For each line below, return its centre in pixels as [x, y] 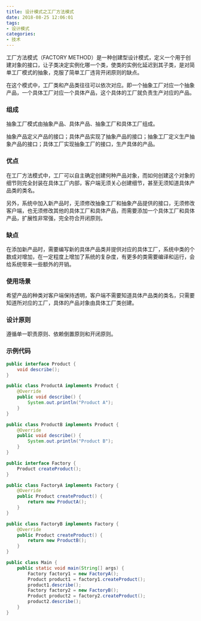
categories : [21, 34]
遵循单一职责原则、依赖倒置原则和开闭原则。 [61, 334]
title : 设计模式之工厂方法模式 [40, 12]
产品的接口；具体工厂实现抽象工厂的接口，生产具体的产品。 [85, 144]
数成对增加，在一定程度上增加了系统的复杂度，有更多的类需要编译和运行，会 [100, 257]
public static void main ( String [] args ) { [71, 568]
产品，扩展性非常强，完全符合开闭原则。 [56, 218]
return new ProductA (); [57, 502]
